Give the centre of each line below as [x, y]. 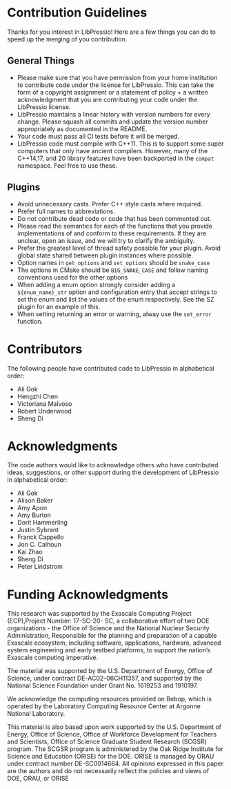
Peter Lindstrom [40, 567]
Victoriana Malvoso [44, 403]
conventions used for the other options [72, 277]
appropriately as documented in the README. [82, 128]
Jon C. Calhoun [39, 545]
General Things [41, 61]
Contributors [45, 349]
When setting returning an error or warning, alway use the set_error [114, 314]
